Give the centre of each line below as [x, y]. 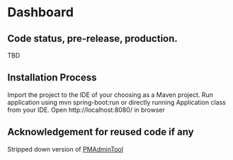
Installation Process [52, 78]
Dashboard [41, 12]
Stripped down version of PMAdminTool [66, 149]
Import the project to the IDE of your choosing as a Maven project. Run [110, 95]
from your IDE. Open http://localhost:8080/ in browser [86, 110]
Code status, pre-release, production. [93, 39]
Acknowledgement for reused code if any [101, 132]
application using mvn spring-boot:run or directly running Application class [117, 102]
